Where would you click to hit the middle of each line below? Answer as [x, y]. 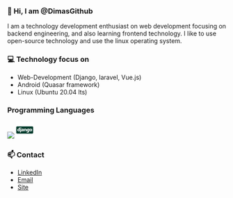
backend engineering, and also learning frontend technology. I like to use [112, 33]
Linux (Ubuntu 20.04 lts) [52, 92]
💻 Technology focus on [48, 60]
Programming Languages [51, 110]
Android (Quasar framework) [58, 84]
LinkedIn [30, 172]
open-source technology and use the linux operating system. [95, 41]
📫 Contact [26, 154]
